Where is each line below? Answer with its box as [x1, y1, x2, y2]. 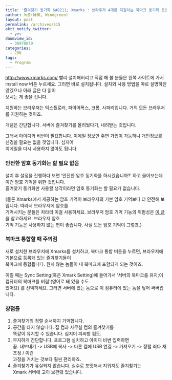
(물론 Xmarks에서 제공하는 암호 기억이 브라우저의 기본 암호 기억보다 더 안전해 [5, 196, 160, 202]
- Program [10, 60, 31, 65]
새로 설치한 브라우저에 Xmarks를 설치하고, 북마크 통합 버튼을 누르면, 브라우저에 [5, 248, 164, 254]
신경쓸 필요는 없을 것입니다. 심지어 [5, 139, 74, 145]
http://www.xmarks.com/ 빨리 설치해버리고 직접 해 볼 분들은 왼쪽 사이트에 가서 [5, 75, 164, 81]
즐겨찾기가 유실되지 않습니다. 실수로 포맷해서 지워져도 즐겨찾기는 [12, 363, 142, 369]
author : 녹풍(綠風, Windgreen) [5, 12, 69, 17]
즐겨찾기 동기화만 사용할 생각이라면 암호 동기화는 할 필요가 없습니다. [5, 185, 141, 191]
